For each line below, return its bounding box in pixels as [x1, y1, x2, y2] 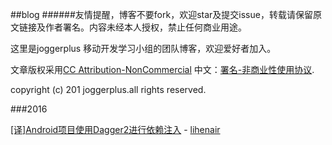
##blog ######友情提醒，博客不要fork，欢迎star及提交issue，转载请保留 [10, 9, 313, 20]
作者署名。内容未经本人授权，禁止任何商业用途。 [44, 21, 247, 33]
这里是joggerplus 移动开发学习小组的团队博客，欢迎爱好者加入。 [10, 43, 277, 54]
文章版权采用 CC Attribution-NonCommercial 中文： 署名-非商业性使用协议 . [10, 64, 315, 75]
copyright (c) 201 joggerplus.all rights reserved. [10, 84, 207, 95]
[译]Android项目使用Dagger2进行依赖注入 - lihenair [10, 124, 221, 135]
